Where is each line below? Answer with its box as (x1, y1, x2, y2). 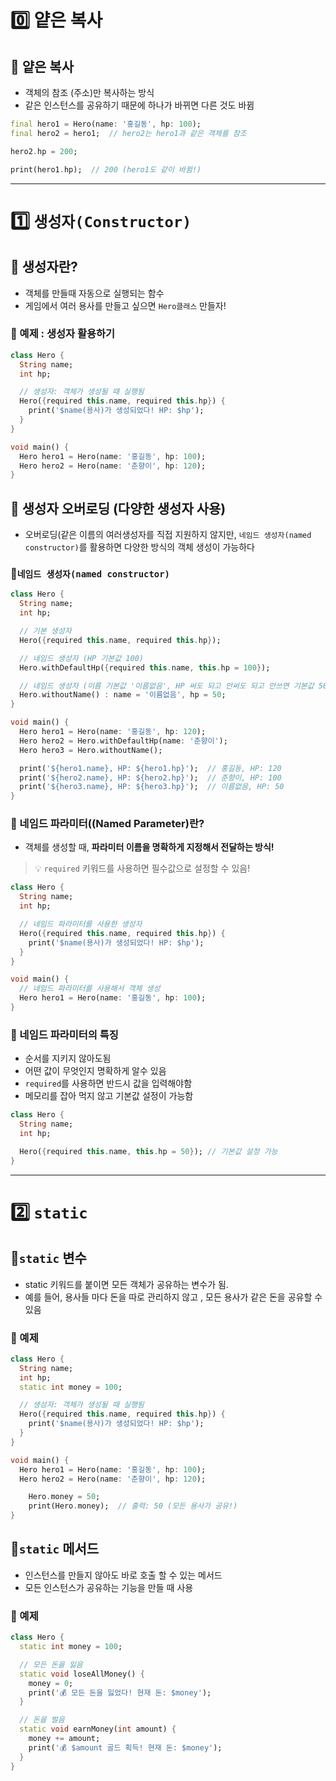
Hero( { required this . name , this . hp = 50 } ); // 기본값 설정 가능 (19, 1146, 278, 1156)
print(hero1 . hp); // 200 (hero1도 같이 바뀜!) (10, 164, 202, 175)
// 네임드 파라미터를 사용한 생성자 (19, 919, 143, 930)
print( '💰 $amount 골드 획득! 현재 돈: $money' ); (28, 1742, 223, 1753)
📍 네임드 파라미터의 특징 (10, 1027, 119, 1041)
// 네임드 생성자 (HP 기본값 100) (19, 653, 145, 663)
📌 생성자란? (10, 259, 78, 276)
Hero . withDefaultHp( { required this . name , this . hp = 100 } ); (19, 662, 271, 673)
